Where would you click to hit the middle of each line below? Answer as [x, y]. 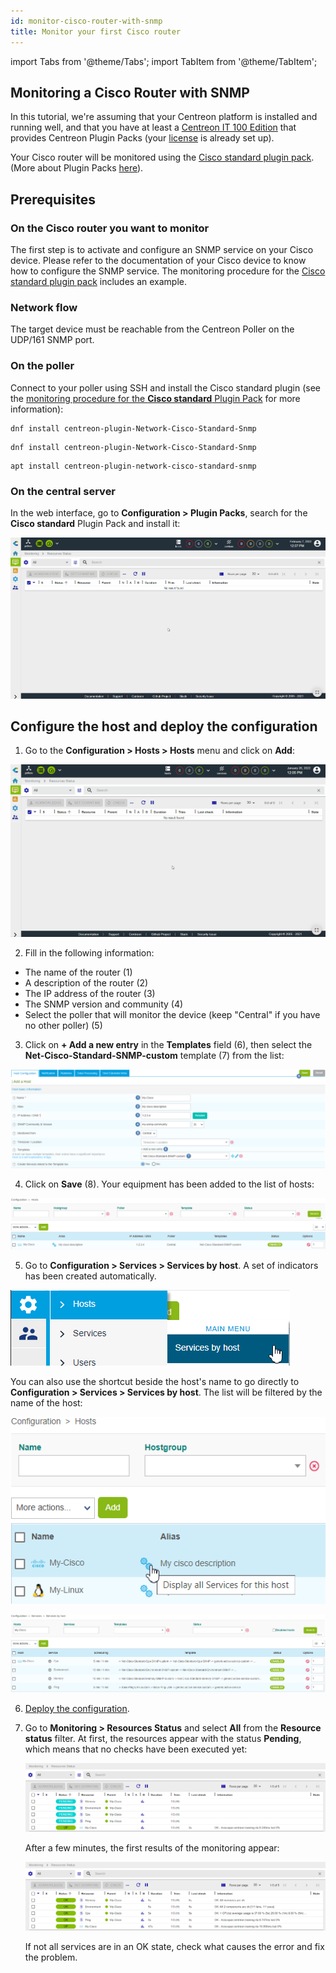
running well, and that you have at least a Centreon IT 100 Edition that [153, 127]
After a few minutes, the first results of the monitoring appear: [152, 1848]
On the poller [42, 366]
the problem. [51, 1957]
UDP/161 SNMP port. [52, 340]
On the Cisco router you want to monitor [110, 228]
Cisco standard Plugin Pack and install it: [95, 523]
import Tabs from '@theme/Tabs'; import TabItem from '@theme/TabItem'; [164, 61]
